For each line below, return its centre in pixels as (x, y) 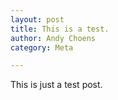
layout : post (37, 19)
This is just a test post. (56, 85)
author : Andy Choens (53, 38)
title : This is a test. (60, 29)
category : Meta (42, 47)
